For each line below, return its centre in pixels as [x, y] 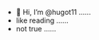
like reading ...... [42, 20]
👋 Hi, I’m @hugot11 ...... [53, 12]
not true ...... [36, 29]
